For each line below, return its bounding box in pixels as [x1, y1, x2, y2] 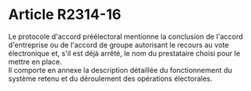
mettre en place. [8, 57, 62, 66]
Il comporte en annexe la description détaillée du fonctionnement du [8, 65, 233, 74]
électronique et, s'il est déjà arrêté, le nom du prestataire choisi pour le [8, 48, 241, 58]
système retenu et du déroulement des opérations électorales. [8, 74, 213, 83]
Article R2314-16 [8, 6, 122, 24]
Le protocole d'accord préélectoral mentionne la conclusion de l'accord [8, 32, 243, 41]
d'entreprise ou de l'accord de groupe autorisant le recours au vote [8, 40, 229, 49]
